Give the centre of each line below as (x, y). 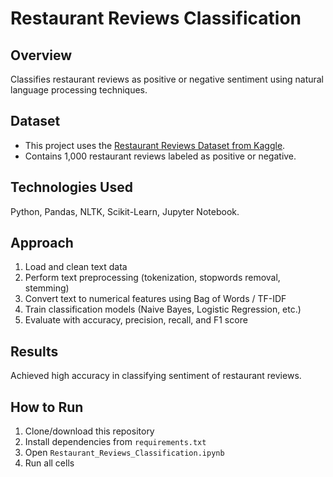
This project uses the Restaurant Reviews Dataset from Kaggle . (155, 145)
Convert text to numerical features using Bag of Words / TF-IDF (155, 299)
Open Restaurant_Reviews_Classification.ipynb (124, 453)
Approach (42, 243)
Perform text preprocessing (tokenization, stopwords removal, (152, 278)
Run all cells (49, 463)
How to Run (47, 407)
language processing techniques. (79, 90)
